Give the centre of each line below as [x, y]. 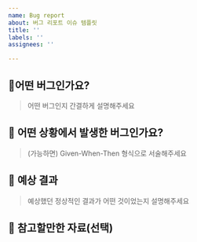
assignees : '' [31, 45]
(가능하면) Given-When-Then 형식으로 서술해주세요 [107, 153]
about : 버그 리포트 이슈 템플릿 [53, 23]
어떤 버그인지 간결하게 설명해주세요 [81, 105]
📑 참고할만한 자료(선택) [61, 227]
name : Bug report [36, 15]
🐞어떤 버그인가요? [49, 85]
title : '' [24, 30]
